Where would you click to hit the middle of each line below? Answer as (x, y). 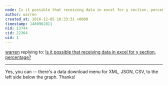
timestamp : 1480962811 (29, 24)
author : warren (21, 14)
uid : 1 (12, 38)
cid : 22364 (16, 33)
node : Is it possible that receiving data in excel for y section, (77, 10)
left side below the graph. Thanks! (40, 77)
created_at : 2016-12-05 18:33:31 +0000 (47, 19)
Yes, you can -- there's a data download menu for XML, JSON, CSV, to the (82, 71)
